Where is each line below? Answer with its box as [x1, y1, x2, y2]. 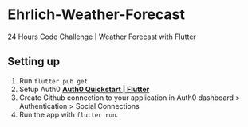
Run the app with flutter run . [18, 110, 119, 119]
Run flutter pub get [18, 75, 89, 85]
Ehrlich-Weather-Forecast [7, 6, 185, 24]
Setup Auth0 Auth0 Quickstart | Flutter [18, 84, 150, 94]
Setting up [7, 55, 61, 68]
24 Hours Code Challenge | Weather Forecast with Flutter [7, 32, 196, 41]
